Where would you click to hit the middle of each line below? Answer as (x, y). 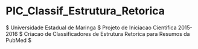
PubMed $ (19, 40)
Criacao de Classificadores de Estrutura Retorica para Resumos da (107, 33)
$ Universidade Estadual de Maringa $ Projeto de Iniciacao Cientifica (91, 27)
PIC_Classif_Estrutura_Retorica (85, 11)
